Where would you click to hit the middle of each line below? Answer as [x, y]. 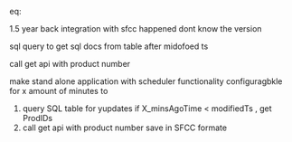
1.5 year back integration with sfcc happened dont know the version [136, 28]
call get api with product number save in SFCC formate [125, 128]
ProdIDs [37, 118]
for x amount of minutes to [59, 91]
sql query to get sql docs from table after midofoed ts [109, 46]
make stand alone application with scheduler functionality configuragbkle [146, 81]
